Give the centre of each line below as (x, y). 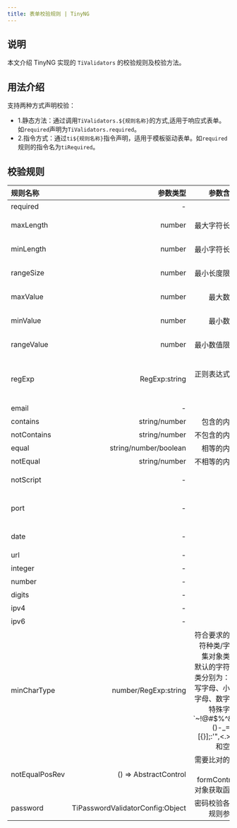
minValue (26, 321)
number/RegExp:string (149, 691)
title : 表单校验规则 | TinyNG (48, 14)
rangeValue (30, 345)
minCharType (33, 691)
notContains (31, 435)
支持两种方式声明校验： (41, 105)
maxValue (27, 297)
